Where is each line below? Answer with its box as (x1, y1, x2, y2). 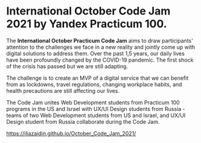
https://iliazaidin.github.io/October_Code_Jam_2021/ (6, 130, 136, 137)
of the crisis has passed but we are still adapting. (6, 62, 129, 70)
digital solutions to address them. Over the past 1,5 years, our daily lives (6, 49, 185, 57)
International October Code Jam (6, 4, 171, 18)
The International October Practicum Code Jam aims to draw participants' (6, 37, 193, 44)
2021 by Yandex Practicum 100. (6, 17, 167, 31)
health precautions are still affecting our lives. (6, 87, 120, 94)
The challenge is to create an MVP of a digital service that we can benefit (6, 74, 189, 81)
